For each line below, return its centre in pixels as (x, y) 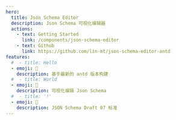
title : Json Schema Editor (45, 18)
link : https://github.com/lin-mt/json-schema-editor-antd (96, 52)
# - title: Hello (34, 62)
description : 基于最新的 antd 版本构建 (62, 74)
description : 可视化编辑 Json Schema (61, 91)
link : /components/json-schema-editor (70, 40)
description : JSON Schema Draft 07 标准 (67, 108)
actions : (22, 29)
